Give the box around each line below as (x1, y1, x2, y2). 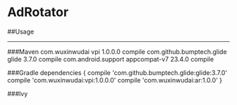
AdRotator (7, 4, 69, 20)
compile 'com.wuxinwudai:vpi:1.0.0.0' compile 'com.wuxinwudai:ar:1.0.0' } (7, 76, 222, 84)
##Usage (7, 27, 35, 36)
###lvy (7, 89, 28, 98)
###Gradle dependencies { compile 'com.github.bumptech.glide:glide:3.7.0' (7, 68, 228, 77)
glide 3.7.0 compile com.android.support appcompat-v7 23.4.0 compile (7, 55, 214, 63)
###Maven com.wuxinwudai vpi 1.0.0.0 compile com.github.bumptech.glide (7, 47, 227, 56)
